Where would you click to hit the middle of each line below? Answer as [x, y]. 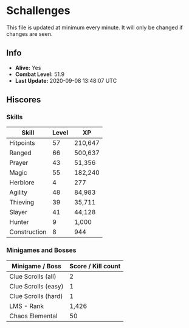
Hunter [19, 222]
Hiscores [24, 100]
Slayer [18, 212]
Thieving [22, 203]
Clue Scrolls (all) [33, 276]
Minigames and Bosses [41, 250]
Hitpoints [22, 143]
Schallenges [38, 11]
